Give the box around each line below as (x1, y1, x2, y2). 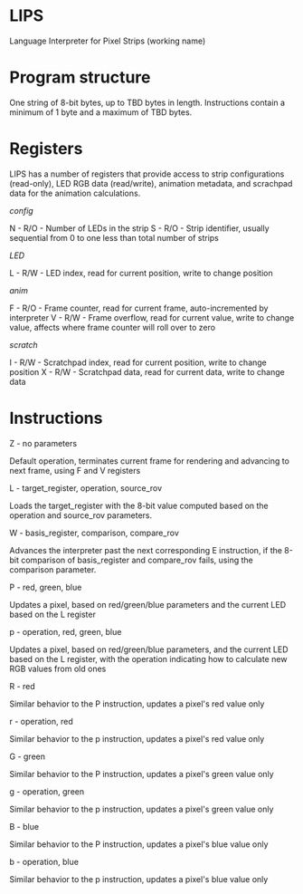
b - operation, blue (9, 856, 80, 867)
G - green (9, 751, 45, 762)
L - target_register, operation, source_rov (9, 482, 163, 494)
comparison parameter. (9, 563, 97, 575)
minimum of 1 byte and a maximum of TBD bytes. (9, 106, 193, 118)
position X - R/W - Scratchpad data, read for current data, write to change (9, 366, 285, 377)
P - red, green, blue (9, 582, 82, 592)
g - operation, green (9, 785, 84, 797)
